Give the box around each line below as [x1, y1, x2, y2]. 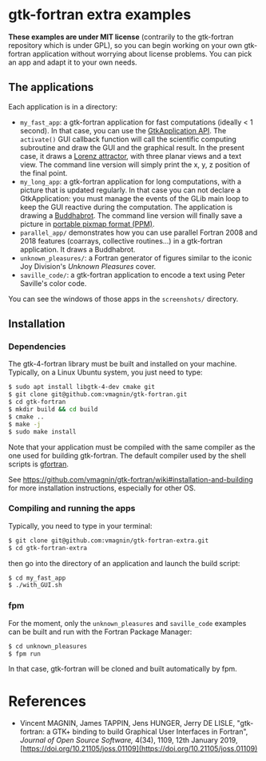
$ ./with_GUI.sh [8, 581, 62, 589]
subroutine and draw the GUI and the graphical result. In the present [19, 142, 245, 153]
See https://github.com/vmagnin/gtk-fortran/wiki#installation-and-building [8, 474, 253, 484]
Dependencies [8, 341, 66, 352]
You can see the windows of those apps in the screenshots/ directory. [8, 294, 239, 303]
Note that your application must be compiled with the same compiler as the [8, 442, 256, 452]
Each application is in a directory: [8, 101, 118, 111]
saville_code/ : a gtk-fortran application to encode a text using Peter [19, 270, 245, 279]
